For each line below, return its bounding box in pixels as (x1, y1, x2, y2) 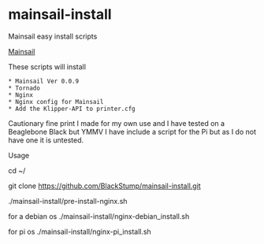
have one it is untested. (8, 135, 84, 145)
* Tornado (8, 84, 41, 92)
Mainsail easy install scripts (8, 31, 98, 41)
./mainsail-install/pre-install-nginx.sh (8, 196, 128, 205)
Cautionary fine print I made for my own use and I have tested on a (8, 118, 225, 128)
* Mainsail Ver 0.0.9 (8, 77, 80, 85)
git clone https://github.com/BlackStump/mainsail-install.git (8, 181, 201, 190)
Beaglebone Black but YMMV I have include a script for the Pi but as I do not (8, 127, 256, 136)
